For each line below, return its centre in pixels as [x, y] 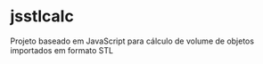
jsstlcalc [42, 16]
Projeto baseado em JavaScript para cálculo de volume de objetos [132, 41]
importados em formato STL [62, 50]
